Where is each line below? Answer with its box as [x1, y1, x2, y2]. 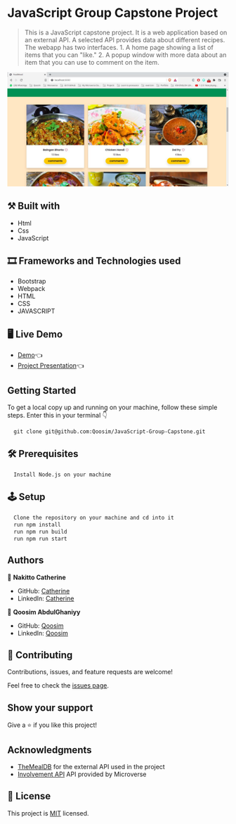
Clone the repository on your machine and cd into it [13, 514, 174, 521]
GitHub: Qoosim [17, 621, 64, 630]
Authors [7, 554, 44, 567]
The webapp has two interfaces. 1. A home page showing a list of [24, 43, 214, 51]
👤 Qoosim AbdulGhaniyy [7, 607, 81, 616]
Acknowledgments [7, 744, 93, 756]
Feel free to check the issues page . [7, 681, 109, 690]
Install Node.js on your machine [13, 471, 112, 478]
